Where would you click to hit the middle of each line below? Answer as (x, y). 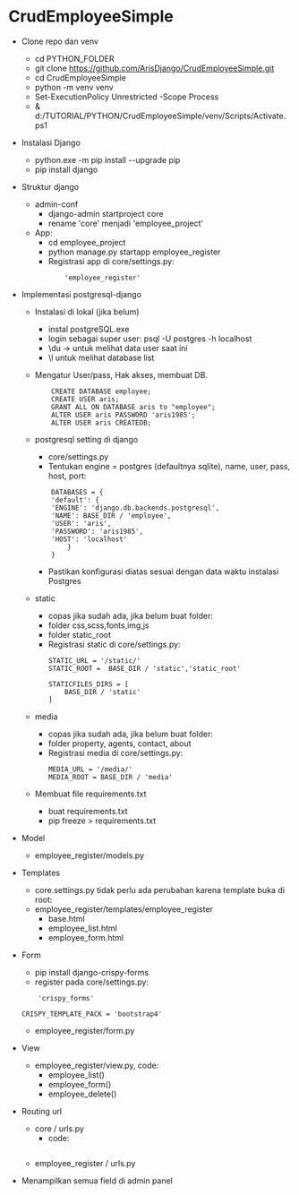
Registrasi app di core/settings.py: (111, 261)
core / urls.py (59, 1128)
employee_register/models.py (90, 855)
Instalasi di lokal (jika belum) (87, 312)
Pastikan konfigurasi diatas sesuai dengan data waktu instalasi (163, 572)
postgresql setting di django (86, 439)
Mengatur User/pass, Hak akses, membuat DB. (121, 374)
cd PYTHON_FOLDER (74, 58)
